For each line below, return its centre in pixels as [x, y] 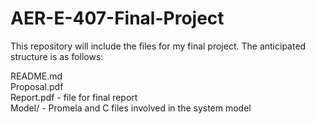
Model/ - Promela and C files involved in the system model [131, 108]
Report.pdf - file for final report [74, 97]
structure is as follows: [57, 56]
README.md [36, 76]
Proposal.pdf [37, 86]
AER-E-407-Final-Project [117, 18]
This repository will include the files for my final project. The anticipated [158, 46]
